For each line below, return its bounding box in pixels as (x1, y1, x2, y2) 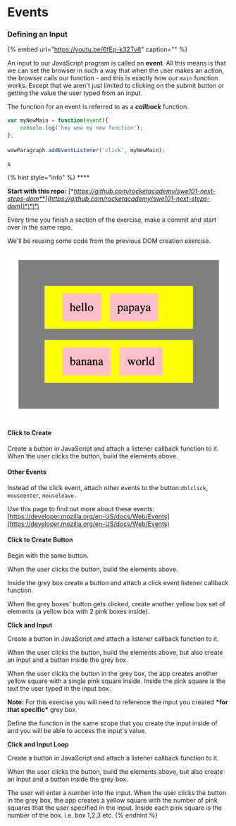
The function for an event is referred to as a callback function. (7, 103, 189, 111)
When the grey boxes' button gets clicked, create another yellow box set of (7, 600, 225, 608)
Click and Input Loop (7, 740, 69, 749)
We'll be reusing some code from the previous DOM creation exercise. (7, 237, 211, 245)
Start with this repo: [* (7, 187, 74, 195)
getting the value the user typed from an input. (7, 89, 143, 97)
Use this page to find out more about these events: (7, 504, 155, 513)
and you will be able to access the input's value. (7, 727, 147, 735)
